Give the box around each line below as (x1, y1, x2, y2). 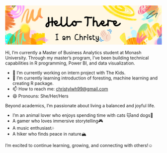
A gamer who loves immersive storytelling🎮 (12, 118, 103, 124)
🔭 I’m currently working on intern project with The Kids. (12, 70, 126, 76)
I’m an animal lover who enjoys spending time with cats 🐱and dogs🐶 (12, 112, 154, 118)
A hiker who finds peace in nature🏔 (12, 131, 87, 137)
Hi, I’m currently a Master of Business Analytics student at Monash (5, 50, 142, 55)
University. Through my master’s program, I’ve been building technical (5, 55, 149, 61)
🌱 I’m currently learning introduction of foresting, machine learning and (12, 75, 158, 81)
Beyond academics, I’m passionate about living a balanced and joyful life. (5, 103, 156, 108)
